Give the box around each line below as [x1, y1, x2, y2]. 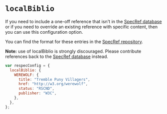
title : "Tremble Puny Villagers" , [18, 77, 91, 82]
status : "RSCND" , [18, 86, 55, 91]
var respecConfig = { [5, 63, 50, 68]
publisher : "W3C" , [18, 91, 57, 96]
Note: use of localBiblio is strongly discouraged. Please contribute [5, 48, 142, 54]
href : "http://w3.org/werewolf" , [18, 81, 88, 87]
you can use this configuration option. [5, 29, 83, 35]
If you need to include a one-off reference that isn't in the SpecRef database [5, 18, 162, 24]
